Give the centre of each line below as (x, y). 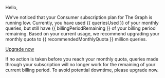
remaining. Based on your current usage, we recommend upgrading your (82, 34)
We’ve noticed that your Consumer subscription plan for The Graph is (79, 17)
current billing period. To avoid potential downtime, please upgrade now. (82, 70)
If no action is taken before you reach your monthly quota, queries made (82, 59)
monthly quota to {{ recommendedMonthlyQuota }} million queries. (76, 39)
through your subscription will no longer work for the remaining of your (80, 64)
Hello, (12, 7)
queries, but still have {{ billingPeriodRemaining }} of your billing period (80, 28)
